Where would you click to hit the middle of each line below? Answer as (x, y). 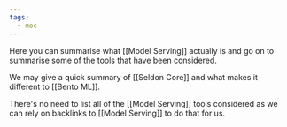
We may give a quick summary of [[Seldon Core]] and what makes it (134, 77)
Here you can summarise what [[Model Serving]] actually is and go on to (142, 50)
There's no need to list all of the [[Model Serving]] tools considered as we (143, 103)
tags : (19, 17)
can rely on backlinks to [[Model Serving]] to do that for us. (117, 113)
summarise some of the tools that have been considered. (113, 60)
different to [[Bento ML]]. (54, 86)
